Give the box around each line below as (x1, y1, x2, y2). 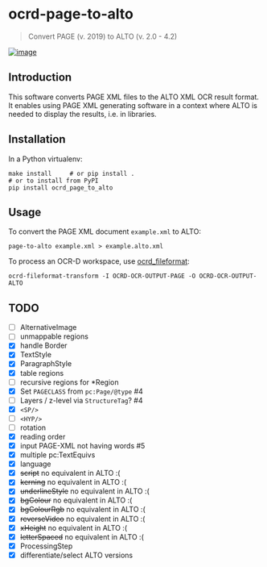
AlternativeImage (19, 323, 77, 332)
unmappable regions (19, 331, 88, 341)
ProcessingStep (19, 541, 73, 551)
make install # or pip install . (8, 169, 135, 177)
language (19, 459, 51, 469)
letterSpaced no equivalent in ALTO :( (19, 532, 145, 541)
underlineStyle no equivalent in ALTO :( (19, 486, 150, 496)
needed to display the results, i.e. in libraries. (8, 109, 157, 119)
